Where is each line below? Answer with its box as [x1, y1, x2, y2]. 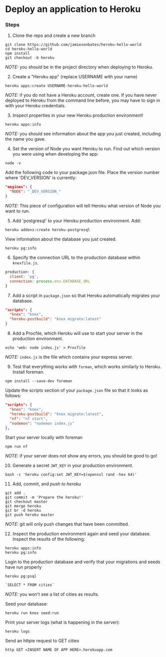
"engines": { [5, 185, 32, 190]
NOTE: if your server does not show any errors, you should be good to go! [5, 453, 158, 459]
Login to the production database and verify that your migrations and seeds [5, 559, 161, 565]
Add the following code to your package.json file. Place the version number [5, 170, 160, 176]
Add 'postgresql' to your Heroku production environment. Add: [12, 218, 141, 224]
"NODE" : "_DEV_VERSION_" [9, 189, 61, 194]
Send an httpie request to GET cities [5, 638, 80, 644]
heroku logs [5, 629, 30, 634]
